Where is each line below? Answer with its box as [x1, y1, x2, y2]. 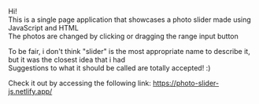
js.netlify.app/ [8, 87, 53, 96]
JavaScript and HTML [8, 23, 79, 32]
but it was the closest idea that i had [8, 55, 126, 64]
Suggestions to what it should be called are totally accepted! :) [8, 63, 211, 73]
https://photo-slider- [152, 78, 219, 88]
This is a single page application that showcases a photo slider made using [8, 15, 252, 24]
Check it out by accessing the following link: [8, 78, 151, 88]
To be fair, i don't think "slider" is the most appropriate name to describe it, [8, 47, 250, 56]
